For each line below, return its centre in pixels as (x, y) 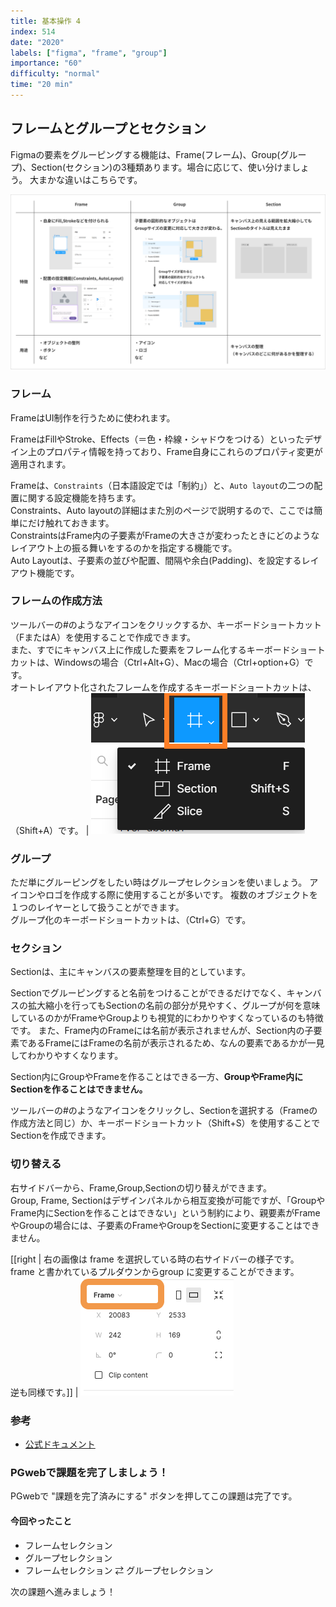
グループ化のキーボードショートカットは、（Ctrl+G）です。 (131, 920)
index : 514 (33, 31)
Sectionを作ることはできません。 (79, 1089)
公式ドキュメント (60, 1444)
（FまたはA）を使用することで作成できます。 (103, 637)
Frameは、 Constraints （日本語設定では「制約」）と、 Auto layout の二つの (162, 485)
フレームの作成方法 (56, 601)
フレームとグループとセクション (108, 128)
